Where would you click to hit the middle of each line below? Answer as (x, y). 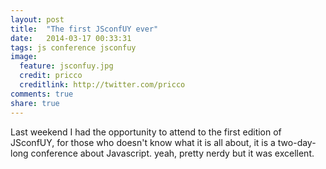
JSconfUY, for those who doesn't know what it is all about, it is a (143, 142)
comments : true (42, 94)
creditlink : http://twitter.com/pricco (102, 85)
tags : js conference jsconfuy (73, 47)
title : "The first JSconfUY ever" (84, 29)
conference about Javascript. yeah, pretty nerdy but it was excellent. (172, 153)
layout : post (37, 19)
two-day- (297, 142)
